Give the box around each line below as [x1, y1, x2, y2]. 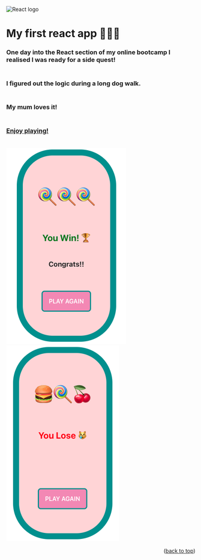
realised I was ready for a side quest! [6, 56, 116, 64]
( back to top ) [163, 547, 196, 555]
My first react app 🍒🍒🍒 [6, 27, 121, 40]
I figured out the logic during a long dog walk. [6, 79, 141, 88]
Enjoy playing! [6, 126, 49, 135]
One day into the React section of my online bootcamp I [6, 48, 171, 56]
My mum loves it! [6, 103, 58, 111]
